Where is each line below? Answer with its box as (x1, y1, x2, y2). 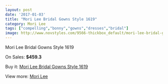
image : (5, 30, 19, 35)
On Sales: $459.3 (5, 54, 42, 60)
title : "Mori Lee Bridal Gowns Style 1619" (5, 16, 97, 21)
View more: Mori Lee (5, 73, 48, 79)
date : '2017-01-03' (5, 12, 46, 17)
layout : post (5, 7, 32, 12)
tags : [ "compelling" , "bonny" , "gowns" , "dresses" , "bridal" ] (5, 26, 128, 31)
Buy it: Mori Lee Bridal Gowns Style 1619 (5, 63, 88, 69)
